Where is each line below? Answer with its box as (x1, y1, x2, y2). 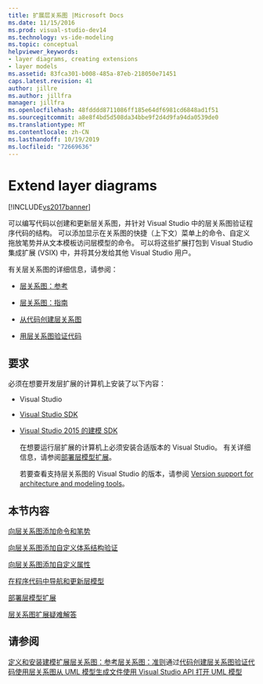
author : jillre (8, 84, 58, 93)
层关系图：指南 (19, 298, 68, 307)
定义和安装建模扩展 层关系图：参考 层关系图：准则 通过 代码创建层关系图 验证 (8, 657, 248, 667)
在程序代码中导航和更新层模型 (8, 576, 104, 585)
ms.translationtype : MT (8, 121, 86, 129)
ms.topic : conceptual (8, 41, 79, 49)
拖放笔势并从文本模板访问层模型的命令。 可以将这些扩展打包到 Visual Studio (8, 238, 253, 248)
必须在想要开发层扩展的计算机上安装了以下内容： (8, 379, 166, 388)
